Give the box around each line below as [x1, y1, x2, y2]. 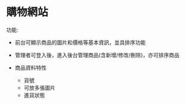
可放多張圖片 [23, 84, 55, 91]
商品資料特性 [14, 64, 47, 71]
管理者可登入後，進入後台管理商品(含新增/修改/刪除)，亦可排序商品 [14, 51, 180, 58]
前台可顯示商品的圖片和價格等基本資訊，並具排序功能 [14, 39, 146, 46]
